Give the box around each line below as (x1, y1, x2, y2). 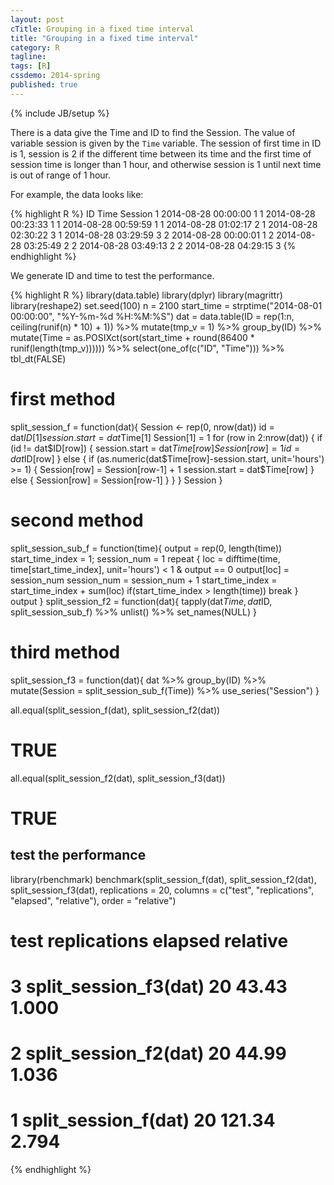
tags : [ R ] (10, 61, 52, 71)
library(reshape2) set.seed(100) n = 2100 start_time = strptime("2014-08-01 (10, 299, 323, 311)
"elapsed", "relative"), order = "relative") (10, 894, 177, 906)
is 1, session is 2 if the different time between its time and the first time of (10, 147, 312, 160)
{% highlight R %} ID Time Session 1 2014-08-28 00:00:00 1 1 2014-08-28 (10, 207, 316, 220)
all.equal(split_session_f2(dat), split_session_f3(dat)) (10, 772, 226, 784)
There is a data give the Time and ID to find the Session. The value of (10, 126, 296, 138)
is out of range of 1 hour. (10, 169, 112, 181)
